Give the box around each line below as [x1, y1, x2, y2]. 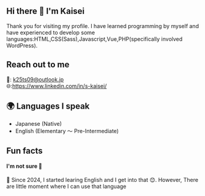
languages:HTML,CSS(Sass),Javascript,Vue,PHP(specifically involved [6, 35, 183, 43]
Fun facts [6, 145, 43, 156]
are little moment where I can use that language [6, 183, 127, 190]
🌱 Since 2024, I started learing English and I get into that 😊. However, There [6, 176, 199, 184]
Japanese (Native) [15, 120, 62, 128]
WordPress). [6, 42, 38, 49]
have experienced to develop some [6, 29, 95, 36]
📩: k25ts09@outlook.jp [6, 76, 64, 83]
